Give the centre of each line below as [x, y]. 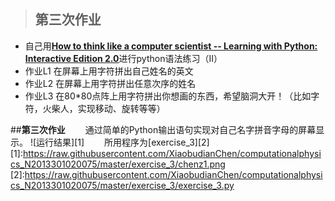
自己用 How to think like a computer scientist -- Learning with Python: [171, 46]
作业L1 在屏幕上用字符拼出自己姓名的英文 [109, 71]
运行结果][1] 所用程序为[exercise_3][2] [123, 142]
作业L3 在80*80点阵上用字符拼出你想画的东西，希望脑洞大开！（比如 [168, 96]
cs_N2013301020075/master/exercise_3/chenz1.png [118, 164]
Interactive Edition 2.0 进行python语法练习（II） [123, 58]
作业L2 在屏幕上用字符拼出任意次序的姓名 [110, 83]
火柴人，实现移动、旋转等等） [104, 108]
